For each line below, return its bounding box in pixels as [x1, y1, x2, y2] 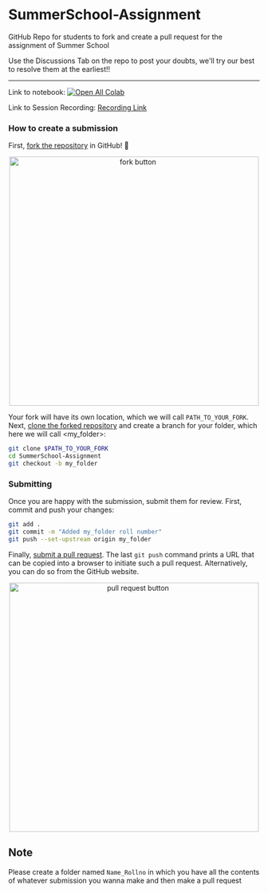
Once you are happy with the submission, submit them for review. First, [8, 497, 242, 506]
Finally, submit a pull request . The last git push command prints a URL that [8, 549, 254, 559]
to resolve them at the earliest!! [8, 64, 111, 73]
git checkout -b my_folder [8, 459, 98, 467]
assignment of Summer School [8, 40, 110, 49]
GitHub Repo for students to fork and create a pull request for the [8, 32, 223, 41]
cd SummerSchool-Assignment [8, 452, 102, 460]
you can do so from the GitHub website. [8, 566, 140, 576]
